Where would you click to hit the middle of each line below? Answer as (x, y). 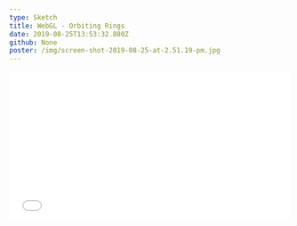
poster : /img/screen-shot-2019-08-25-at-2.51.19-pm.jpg (115, 51)
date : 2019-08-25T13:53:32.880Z (69, 34)
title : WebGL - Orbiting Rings (67, 26)
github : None (33, 42)
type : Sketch (33, 17)
